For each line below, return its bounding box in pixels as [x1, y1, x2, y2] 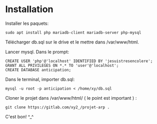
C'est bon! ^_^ [5, 113, 34, 119]
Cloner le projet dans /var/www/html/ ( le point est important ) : [5, 95, 137, 101]
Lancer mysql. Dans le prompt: [5, 49, 69, 55]
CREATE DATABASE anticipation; [5, 67, 71, 72]
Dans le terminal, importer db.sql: [5, 76, 75, 82]
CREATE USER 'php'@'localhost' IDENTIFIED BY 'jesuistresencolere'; [5, 58, 153, 64]
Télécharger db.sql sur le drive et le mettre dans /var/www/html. [5, 39, 139, 45]
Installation [5, 4, 54, 15]
